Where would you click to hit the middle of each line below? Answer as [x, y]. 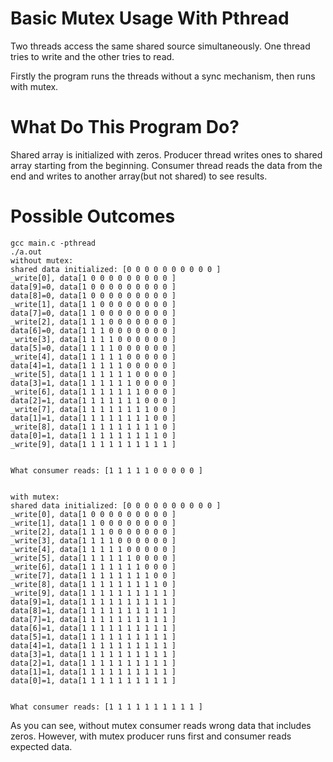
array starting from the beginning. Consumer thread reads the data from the [166, 165]
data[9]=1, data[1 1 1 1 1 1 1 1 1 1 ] [93, 602]
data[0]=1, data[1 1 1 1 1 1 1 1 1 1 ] [93, 680]
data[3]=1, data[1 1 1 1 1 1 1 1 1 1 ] [93, 654]
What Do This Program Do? [125, 127]
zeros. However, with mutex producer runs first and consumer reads [151, 736]
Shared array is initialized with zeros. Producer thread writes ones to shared [166, 154]
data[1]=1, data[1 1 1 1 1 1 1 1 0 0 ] [93, 418]
